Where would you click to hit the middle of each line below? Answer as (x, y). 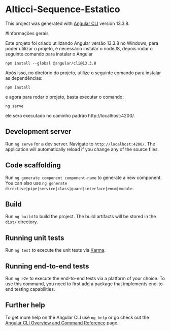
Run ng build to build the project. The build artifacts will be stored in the (81, 217)
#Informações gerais (27, 33)
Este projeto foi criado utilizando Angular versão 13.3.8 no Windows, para (82, 43)
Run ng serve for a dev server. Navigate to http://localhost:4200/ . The (80, 144)
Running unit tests (35, 238)
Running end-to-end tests (47, 266)
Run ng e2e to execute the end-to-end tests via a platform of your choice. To (85, 278)
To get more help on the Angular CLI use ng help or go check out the (77, 317)
